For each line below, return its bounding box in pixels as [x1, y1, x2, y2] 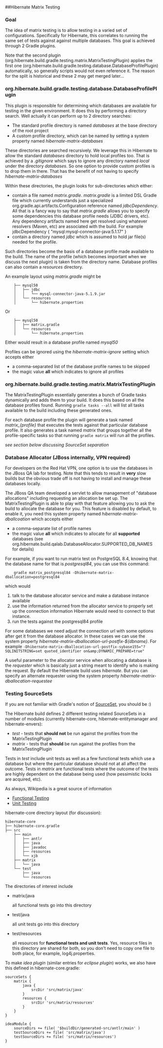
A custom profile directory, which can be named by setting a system [12, 133, 149, 139]
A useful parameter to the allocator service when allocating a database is [5, 658, 152, 663]
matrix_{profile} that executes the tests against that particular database [5, 422, 148, 428]
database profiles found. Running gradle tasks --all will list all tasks [5, 402, 145, 408]
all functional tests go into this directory [12, 903, 91, 908]
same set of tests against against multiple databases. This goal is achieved [5, 38, 155, 43]
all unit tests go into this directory [12, 921, 79, 927]
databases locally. [5, 481, 41, 487]
